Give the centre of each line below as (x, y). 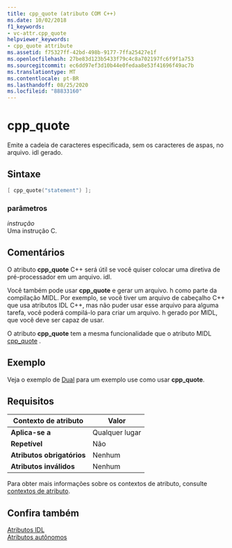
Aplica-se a (31, 432)
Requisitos (31, 401)
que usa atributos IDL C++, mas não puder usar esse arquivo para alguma (113, 305)
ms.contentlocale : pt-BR (43, 78)
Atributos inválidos (43, 467)
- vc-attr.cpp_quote (37, 33)
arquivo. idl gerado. (35, 152)
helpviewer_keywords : (39, 40)
